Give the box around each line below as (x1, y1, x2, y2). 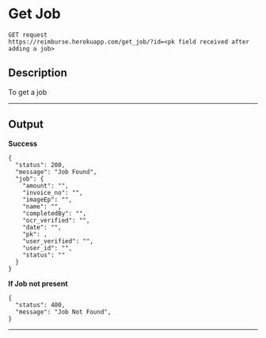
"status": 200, (15, 161, 66, 169)
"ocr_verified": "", (22, 216, 90, 224)
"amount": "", (22, 181, 69, 190)
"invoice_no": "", (22, 188, 83, 196)
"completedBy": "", (22, 209, 87, 218)
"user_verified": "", (22, 237, 93, 245)
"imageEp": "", (22, 196, 73, 203)
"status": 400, (15, 301, 66, 309)
